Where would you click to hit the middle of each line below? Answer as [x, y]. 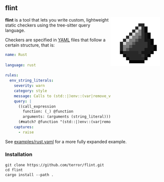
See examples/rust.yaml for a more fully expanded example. [66, 141]
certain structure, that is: [30, 45]
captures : [24, 127]
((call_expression [37, 106]
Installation [19, 154]
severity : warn [29, 86]
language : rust [21, 65]
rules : [12, 76]
